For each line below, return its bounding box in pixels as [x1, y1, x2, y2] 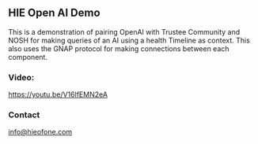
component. [8, 52, 47, 61]
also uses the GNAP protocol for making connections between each [8, 43, 230, 54]
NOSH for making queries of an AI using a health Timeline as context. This [8, 35, 251, 45]
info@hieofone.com [8, 127, 73, 137]
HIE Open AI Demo [8, 6, 101, 20]
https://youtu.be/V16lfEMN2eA [8, 90, 108, 99]
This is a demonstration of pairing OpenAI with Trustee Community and [8, 27, 241, 36]
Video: [8, 72, 35, 83]
